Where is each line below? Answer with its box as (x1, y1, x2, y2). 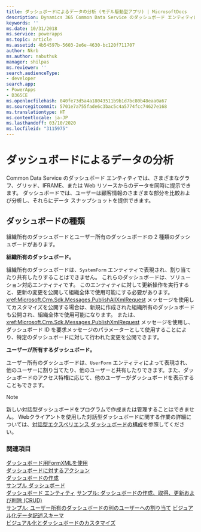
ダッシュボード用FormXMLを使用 (6, 460, 88, 467)
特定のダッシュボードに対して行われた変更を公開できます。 (16, 333, 163, 340)
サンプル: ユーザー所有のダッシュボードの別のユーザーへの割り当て (6, 504, 172, 512)
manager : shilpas (6, 59, 50, 65)
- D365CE (6, 92, 28, 98)
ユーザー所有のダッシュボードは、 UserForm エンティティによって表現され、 (6, 359, 191, 366)
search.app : (6, 81, 36, 87)
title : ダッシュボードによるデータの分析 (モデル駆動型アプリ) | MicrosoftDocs (6, 8, 187, 15)
